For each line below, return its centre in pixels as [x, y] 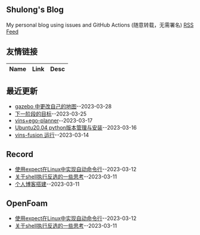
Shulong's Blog [35, 10]
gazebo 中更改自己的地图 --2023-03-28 [63, 106]
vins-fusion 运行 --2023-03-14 [52, 135]
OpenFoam [27, 203]
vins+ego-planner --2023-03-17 [54, 121]
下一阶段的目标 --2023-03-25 [51, 114]
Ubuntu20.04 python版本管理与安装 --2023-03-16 [76, 128]
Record [20, 154]
